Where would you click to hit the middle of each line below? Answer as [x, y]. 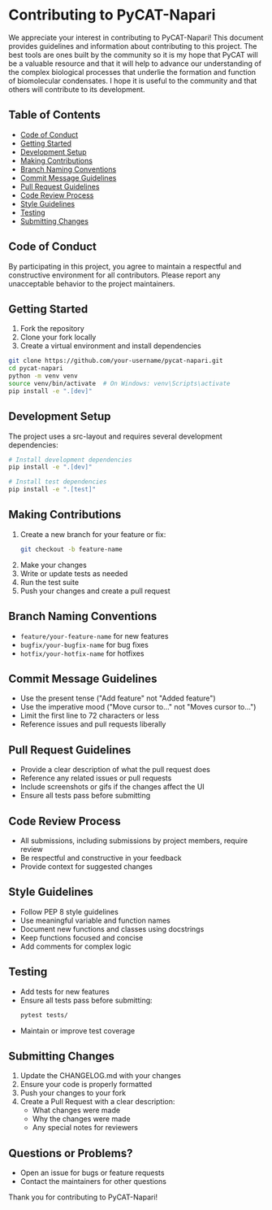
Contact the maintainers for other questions [93, 1182]
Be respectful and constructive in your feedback [101, 858]
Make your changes [53, 565]
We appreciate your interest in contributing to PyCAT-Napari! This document [136, 37]
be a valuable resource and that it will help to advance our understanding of [135, 63]
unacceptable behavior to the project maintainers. [92, 283]
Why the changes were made [82, 1119]
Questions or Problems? [71, 1153]
